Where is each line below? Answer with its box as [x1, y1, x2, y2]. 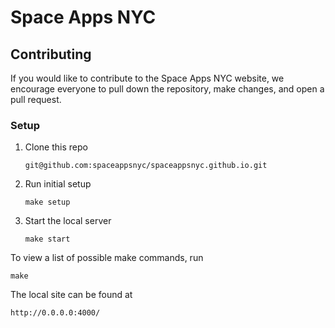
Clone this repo [24, 141, 88, 153]
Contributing [10, 46, 92, 63]
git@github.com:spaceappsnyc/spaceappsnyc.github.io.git [24, 161, 268, 171]
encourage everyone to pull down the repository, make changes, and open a [10, 83, 325, 95]
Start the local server [24, 215, 112, 227]
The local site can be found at [10, 289, 133, 301]
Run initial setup [24, 178, 92, 190]
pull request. [10, 94, 62, 105]
